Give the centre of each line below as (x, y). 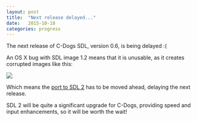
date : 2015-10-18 (31, 23)
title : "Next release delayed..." (51, 18)
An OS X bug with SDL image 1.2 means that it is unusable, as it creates (95, 57)
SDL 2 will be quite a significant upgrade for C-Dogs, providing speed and (98, 105)
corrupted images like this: (39, 64)
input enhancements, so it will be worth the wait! (67, 112)
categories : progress (34, 29)
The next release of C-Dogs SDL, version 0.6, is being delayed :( (87, 46)
